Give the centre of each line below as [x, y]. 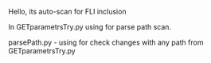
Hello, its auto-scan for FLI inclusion [67, 12]
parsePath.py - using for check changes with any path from [106, 42]
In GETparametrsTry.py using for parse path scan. [90, 27]
